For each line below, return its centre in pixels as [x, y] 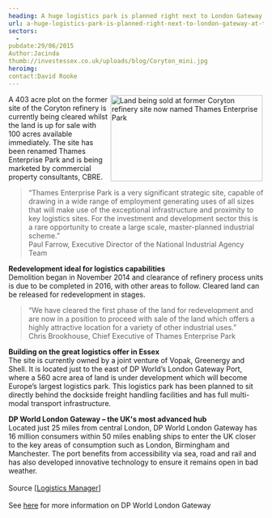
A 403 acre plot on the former [58, 99]
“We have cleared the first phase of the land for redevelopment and [140, 310]
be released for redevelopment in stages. [77, 294]
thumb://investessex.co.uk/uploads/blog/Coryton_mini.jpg [108, 62]
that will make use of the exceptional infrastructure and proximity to [141, 210]
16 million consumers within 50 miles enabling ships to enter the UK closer [132, 436]
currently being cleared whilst [58, 116]
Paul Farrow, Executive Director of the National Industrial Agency [136, 244]
